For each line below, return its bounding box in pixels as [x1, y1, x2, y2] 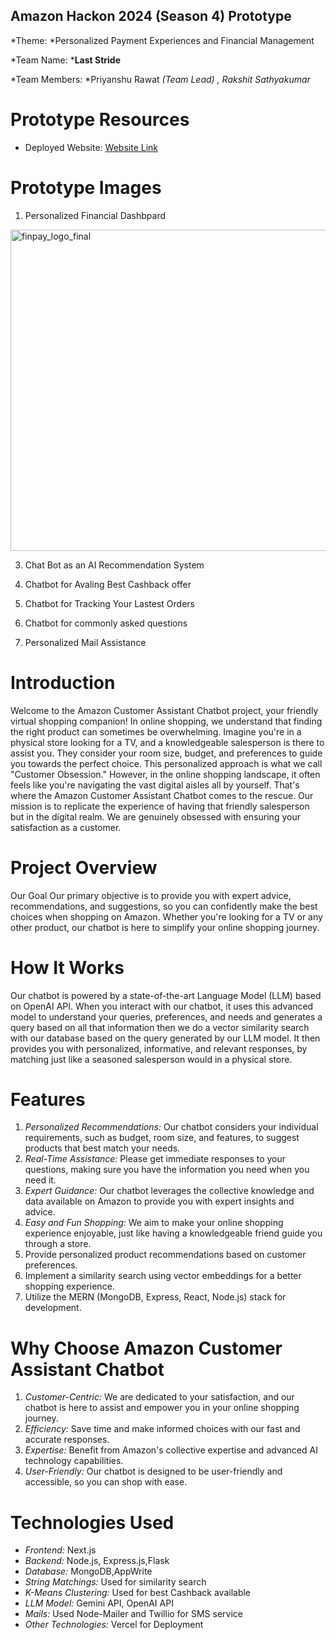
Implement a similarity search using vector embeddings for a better [24, 1270, 302, 1282]
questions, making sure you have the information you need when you [24, 1164, 310, 1176]
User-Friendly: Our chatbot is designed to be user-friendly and [24, 1465, 283, 1478]
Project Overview [10, 856, 158, 879]
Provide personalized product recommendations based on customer [24, 1249, 307, 1261]
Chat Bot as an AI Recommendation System [24, 559, 205, 571]
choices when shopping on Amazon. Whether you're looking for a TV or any [10, 910, 323, 923]
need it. [24, 1174, 57, 1186]
